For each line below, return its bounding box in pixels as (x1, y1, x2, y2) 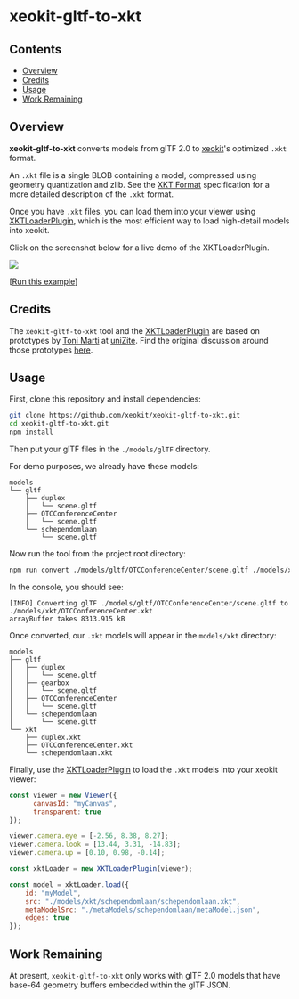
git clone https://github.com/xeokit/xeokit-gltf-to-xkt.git (9, 411, 241, 420)
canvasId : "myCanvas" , (32, 799, 117, 808)
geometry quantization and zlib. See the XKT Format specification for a (9, 179, 270, 190)
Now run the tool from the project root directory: (9, 548, 186, 559)
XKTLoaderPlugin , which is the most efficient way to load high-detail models (9, 215, 290, 226)
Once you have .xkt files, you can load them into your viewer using (9, 206, 256, 216)
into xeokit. (9, 224, 51, 235)
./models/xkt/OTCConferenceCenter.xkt (9, 606, 153, 615)
